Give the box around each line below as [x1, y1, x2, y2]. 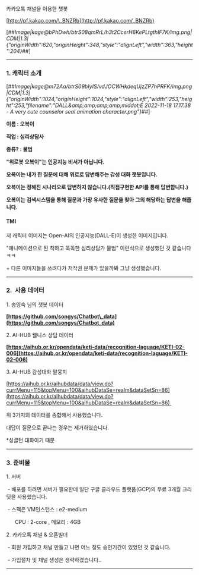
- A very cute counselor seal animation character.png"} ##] [6, 108, 150, 115]
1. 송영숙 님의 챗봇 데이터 [6, 301, 64, 308]
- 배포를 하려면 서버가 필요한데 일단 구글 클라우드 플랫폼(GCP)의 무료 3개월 [7, 486, 181, 493]
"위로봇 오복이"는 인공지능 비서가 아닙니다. [6, 158, 105, 165]
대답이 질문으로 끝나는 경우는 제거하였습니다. [6, 424, 110, 431]
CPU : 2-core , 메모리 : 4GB [14, 519, 81, 526]
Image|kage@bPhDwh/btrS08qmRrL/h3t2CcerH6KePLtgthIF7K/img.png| [14, 29, 192, 36]
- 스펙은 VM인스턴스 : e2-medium [7, 506, 88, 513]
